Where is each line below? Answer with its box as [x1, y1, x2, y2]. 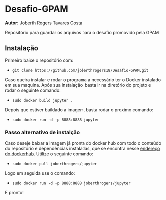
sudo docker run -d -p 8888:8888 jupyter [12, 117, 99, 122]
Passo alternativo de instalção [5, 129, 80, 136]
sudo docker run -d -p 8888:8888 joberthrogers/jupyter [12, 181, 131, 186]
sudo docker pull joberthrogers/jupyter [12, 161, 97, 167]
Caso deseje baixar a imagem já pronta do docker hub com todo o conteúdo [5, 140, 162, 146]
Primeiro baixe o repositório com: [5, 57, 74, 63]
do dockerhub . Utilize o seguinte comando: [5, 151, 93, 157]
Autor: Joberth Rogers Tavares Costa [5, 20, 83, 26]
